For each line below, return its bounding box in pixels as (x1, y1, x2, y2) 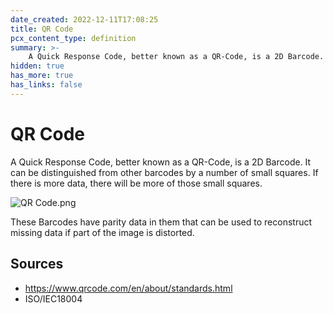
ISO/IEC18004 (24, 292, 83, 305)
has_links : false (10, 80, 83, 90)
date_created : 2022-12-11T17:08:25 (10, 14, 159, 25)
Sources (10, 256, 64, 273)
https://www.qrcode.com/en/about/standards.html (24, 282, 233, 294)
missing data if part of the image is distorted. (10, 226, 195, 238)
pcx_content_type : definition (10, 33, 137, 43)
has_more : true (10, 71, 74, 81)
